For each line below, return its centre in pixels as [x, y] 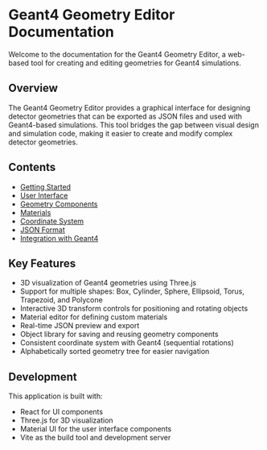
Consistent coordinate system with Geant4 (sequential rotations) [127, 343]
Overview [33, 88]
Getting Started [45, 186]
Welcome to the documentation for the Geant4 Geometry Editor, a [117, 54]
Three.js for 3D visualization [67, 420]
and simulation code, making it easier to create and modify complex [121, 133]
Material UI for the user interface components [96, 429]
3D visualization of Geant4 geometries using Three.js [108, 283]
